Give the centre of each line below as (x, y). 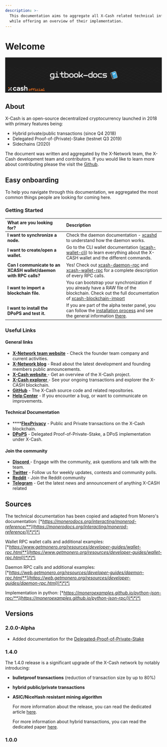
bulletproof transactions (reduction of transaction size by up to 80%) (84, 678)
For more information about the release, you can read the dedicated (82, 707)
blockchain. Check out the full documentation (113, 293)
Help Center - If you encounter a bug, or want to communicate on (80, 395)
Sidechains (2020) (31, 144)
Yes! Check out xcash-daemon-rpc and (107, 265)
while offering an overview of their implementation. (66, 21)
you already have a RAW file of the (101, 287)
